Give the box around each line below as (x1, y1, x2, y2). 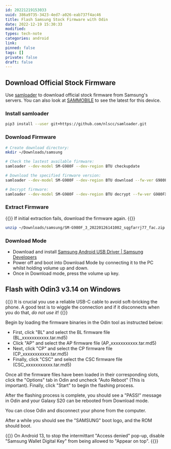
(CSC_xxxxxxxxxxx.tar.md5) (12, 361, 72, 368)
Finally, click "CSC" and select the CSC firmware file (12, 356, 123, 362)
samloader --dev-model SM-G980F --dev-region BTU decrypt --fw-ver (5, 191, 152, 197)
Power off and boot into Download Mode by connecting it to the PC (12, 260, 154, 265)
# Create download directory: (5, 145, 70, 150)
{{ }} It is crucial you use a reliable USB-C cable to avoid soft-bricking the (5, 298, 158, 304)
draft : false (5, 60, 33, 65)
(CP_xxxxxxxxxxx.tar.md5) (12, 351, 69, 357)
